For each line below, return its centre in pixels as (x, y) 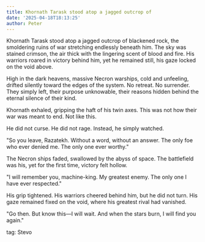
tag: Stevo (19, 232)
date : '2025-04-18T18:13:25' (43, 18)
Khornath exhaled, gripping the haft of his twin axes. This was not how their (102, 110)
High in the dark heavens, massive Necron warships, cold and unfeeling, (98, 79)
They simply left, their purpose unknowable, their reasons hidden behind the (102, 92)
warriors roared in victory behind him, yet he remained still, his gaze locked (101, 60)
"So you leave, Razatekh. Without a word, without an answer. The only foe (100, 140)
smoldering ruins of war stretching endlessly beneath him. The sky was (96, 47)
